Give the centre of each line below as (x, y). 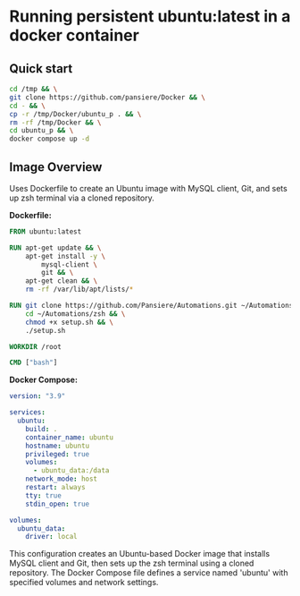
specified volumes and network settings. (84, 583)
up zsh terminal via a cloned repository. (82, 198)
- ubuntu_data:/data (71, 471)
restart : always (56, 488)
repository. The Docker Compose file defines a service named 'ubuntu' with (149, 573)
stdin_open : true (58, 504)
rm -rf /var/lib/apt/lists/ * (79, 289)
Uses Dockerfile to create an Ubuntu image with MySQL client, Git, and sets (148, 188)
